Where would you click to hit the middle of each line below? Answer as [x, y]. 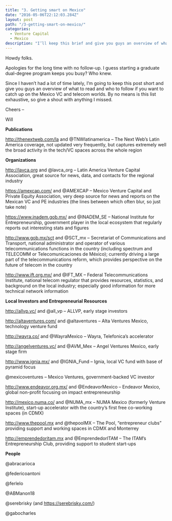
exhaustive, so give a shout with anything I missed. [59, 99]
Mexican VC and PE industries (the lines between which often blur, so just [83, 201]
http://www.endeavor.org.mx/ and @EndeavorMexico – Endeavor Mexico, [83, 386]
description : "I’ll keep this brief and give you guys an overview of [82, 44]
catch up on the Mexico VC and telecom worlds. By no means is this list [81, 94]
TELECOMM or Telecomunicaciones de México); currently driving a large [82, 254]
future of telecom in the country [39, 265]
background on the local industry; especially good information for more [81, 286]
